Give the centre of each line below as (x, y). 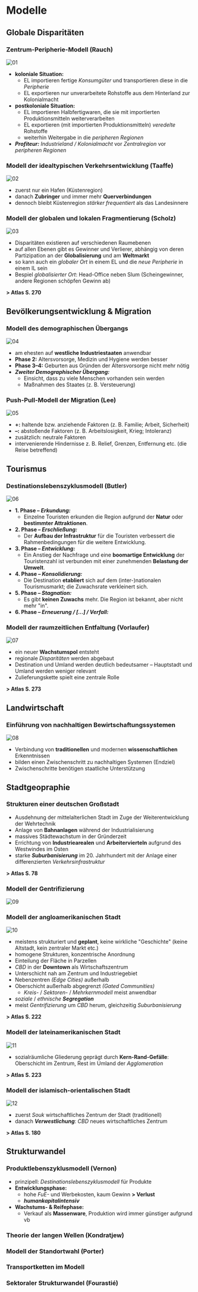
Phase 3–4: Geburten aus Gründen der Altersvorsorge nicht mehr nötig (102, 366)
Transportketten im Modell (45, 1267)
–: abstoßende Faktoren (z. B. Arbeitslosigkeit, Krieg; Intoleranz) (93, 431)
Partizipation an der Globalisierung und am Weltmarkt (82, 256)
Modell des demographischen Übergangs (67, 328)
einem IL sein (31, 268)
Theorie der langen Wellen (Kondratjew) (65, 1235)
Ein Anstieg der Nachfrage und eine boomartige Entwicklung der (104, 555)
